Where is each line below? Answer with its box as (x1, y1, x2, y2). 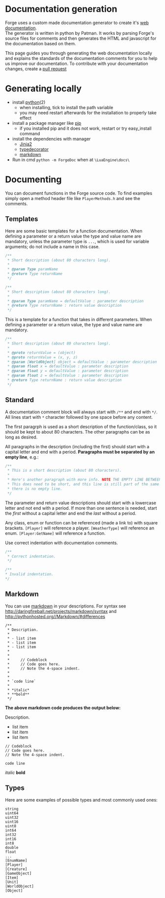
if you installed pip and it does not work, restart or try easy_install (19, 125, 152, 131)
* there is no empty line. (7, 486, 63, 491)
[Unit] (5, 879, 19, 884)
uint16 (5, 819, 19, 824)
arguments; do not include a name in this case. (5, 243, 100, 249)
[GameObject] (5, 871, 32, 876)
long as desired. (5, 434, 38, 440)
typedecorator (19, 146, 49, 152)
